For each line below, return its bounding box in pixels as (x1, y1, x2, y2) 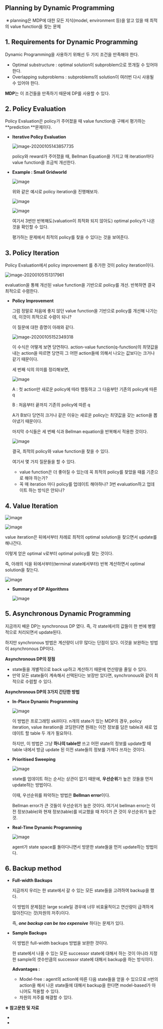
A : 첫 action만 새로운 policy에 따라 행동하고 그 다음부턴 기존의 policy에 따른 (12, 386, 158, 392)
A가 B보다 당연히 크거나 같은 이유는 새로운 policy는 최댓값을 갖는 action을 (12, 412, 152, 418)
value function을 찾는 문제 (10, 23, 61, 29)
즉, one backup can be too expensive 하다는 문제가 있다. (12, 920, 125, 926)
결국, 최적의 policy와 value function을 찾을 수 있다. (12, 449, 110, 454)
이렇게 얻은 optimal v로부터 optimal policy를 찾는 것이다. (5, 551, 114, 557)
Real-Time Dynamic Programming (12, 824, 82, 830)
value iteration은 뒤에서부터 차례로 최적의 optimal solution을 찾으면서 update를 (5, 534, 157, 540)
